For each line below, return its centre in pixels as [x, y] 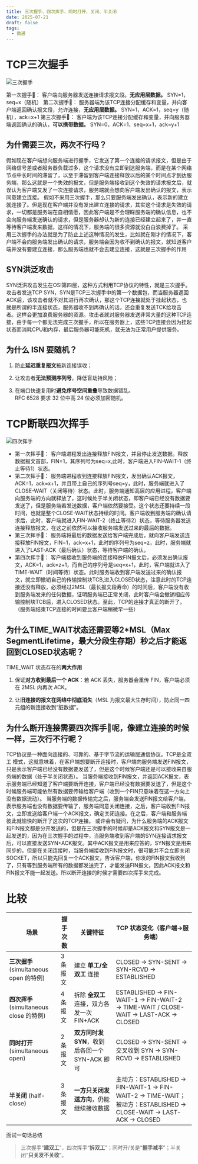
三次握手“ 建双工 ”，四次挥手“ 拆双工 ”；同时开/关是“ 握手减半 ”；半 [98, 1147]
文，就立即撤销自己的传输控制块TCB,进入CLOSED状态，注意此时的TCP [100, 580]
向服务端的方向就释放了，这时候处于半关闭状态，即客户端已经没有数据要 [102, 499]
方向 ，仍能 [95, 1099]
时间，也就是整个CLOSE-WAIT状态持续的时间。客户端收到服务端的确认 [100, 513]
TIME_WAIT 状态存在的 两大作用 [44, 667]
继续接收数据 [92, 1108]
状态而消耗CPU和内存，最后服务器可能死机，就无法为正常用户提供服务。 [94, 329]
